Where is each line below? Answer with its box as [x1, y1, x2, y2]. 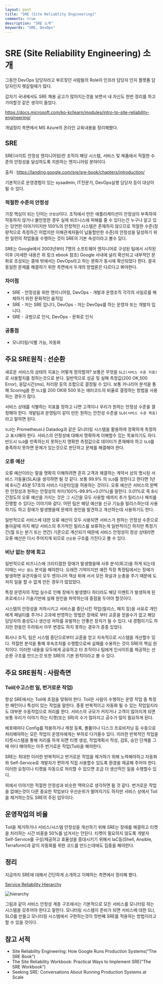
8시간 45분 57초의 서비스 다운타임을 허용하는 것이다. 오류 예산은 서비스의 [10, 482, 149, 488]
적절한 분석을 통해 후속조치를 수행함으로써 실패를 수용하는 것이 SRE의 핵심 [11, 640, 152, 647]
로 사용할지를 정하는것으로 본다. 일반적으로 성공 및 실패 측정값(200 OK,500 [5, 375, 148, 381]
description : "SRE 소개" [5, 20, 54, 26]
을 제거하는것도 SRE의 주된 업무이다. [5, 794, 74, 800]
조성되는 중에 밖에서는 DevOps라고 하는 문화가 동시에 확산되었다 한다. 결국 [14, 258, 156, 264]
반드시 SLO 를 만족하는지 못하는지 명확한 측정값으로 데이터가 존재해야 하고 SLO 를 [5, 438, 155, 444]
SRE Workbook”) [12, 964, 46, 970]
